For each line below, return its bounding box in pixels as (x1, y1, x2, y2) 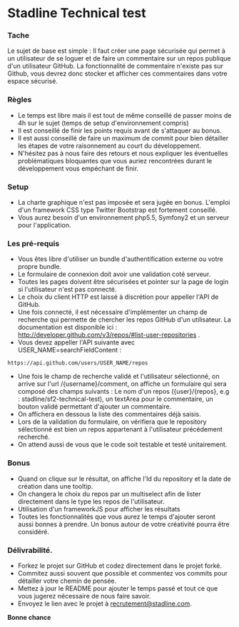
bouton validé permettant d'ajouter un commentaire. (17, 402, 172, 411)
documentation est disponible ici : (17, 323, 118, 332)
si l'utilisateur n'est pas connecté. (17, 285, 117, 294)
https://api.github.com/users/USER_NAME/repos (7, 360, 148, 367)
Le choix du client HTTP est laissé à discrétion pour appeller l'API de (17, 292, 219, 301)
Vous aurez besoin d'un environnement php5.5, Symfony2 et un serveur (17, 213, 230, 222)
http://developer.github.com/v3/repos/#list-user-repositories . (17, 330, 200, 340)
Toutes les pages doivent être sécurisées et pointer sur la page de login (17, 277, 229, 286)
